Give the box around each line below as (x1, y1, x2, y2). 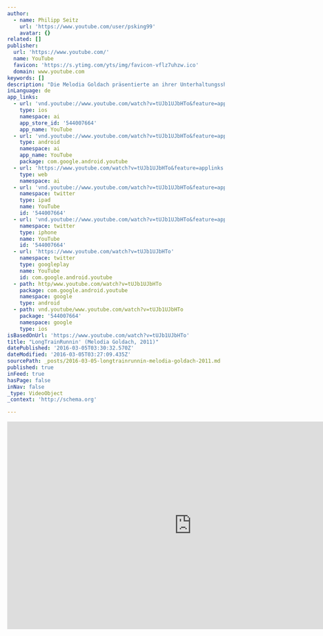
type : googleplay (19, 261, 70, 268)
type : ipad (19, 197, 51, 204)
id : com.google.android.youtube (19, 274, 112, 281)
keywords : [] (7, 74, 45, 82)
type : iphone (19, 229, 57, 236)
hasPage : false (7, 376, 51, 384)
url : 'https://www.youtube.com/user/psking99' (19, 23, 156, 30)
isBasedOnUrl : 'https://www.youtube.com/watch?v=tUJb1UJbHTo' (7, 331, 190, 339)
